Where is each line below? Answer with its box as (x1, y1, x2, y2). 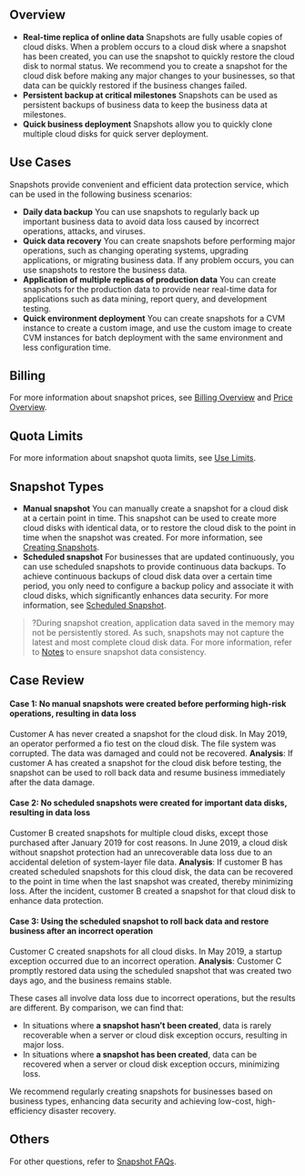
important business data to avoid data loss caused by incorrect (22, 216, 259, 227)
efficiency (9, 1106, 47, 1117)
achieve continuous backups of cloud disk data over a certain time (22, 571, 273, 582)
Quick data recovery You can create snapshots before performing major (22, 235, 296, 246)
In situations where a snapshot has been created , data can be (22, 1049, 258, 1060)
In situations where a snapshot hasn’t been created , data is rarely (22, 1020, 271, 1031)
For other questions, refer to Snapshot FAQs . (9, 1156, 178, 1167)
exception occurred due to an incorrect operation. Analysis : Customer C (9, 956, 282, 966)
